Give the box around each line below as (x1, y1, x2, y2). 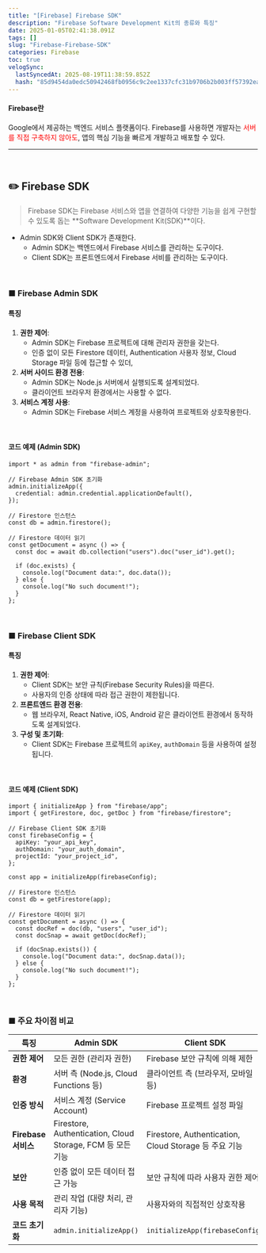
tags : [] (8, 33, 37, 42)
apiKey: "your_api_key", (15, 838, 97, 847)
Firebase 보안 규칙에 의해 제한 (146, 1053, 253, 1064)
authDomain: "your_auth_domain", (15, 845, 126, 853)
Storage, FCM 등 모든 (53, 1140, 131, 1151)
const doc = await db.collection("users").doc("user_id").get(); (15, 548, 236, 556)
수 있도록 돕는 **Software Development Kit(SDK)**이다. (27, 216, 206, 225)
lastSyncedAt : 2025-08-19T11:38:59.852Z (15, 71, 150, 79)
